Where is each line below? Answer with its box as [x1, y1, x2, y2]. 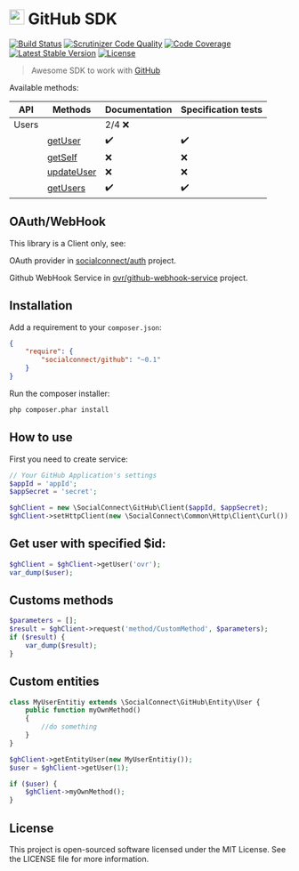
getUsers [47, 182, 86, 195]
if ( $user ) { [9, 779, 58, 788]
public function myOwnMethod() [25, 706, 141, 715]
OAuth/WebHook [9, 214, 107, 230]
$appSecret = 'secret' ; [9, 488, 98, 496]
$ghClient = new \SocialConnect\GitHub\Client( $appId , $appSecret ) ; [9, 504, 269, 512]
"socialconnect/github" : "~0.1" [41, 356, 162, 365]
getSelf [47, 151, 77, 164]
